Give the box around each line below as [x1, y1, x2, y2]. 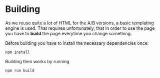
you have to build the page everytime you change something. [5, 30, 132, 36]
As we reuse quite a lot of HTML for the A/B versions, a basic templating [5, 20, 154, 26]
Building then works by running [5, 58, 69, 64]
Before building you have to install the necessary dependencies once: [5, 40, 149, 46]
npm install [5, 50, 30, 55]
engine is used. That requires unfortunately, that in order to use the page [5, 25, 155, 31]
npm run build [5, 68, 35, 73]
